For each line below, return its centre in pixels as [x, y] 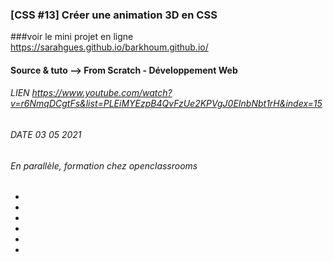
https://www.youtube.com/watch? [102, 93]
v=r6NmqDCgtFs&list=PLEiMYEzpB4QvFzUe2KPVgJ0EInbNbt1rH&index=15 [166, 104]
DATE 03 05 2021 [46, 135]
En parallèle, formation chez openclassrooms [104, 165]
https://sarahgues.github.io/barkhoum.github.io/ [109, 47]
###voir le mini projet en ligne [72, 37]
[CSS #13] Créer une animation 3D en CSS [114, 15]
